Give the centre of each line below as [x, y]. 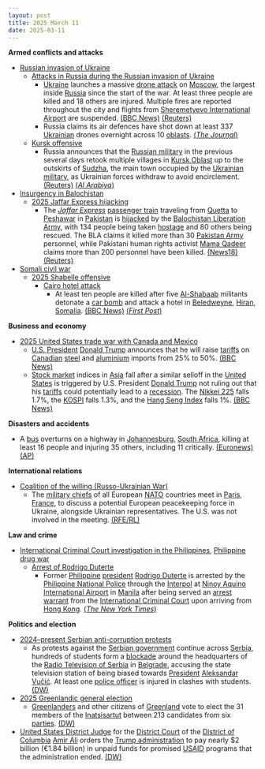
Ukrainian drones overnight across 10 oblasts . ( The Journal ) [140, 135]
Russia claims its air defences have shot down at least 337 [138, 126]
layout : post [30, 15]
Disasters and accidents [49, 424]
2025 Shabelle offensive [71, 278]
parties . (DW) [53, 723]
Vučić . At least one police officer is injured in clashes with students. [141, 681]
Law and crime [33, 535]
